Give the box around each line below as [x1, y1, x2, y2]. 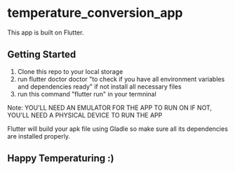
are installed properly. [7, 132, 70, 140]
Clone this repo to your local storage [17, 67, 123, 75]
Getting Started [7, 49, 76, 61]
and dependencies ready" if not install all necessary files [17, 82, 182, 91]
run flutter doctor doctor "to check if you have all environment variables [17, 75, 225, 83]
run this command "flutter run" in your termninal [17, 89, 156, 98]
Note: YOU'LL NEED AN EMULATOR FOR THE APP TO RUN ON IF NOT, [7, 103, 213, 112]
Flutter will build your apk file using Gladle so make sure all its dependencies [7, 125, 228, 133]
